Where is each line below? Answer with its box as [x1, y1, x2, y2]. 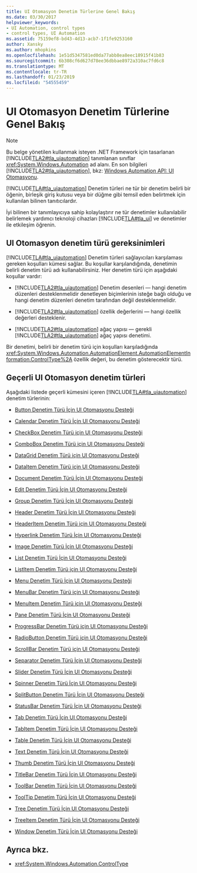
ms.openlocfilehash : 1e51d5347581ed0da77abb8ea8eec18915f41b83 [6, 52, 165, 58]
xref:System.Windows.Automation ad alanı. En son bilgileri [6, 161, 148, 168]
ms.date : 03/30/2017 [6, 14, 57, 20]
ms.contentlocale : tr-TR [6, 69, 67, 75]
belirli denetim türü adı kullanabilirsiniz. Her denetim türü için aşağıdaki [6, 266, 178, 274]
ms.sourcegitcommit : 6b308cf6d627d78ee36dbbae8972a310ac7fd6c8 [6, 58, 165, 64]
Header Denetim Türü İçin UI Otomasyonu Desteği [14, 508, 136, 515]
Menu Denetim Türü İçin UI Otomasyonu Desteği [14, 577, 132, 584]
